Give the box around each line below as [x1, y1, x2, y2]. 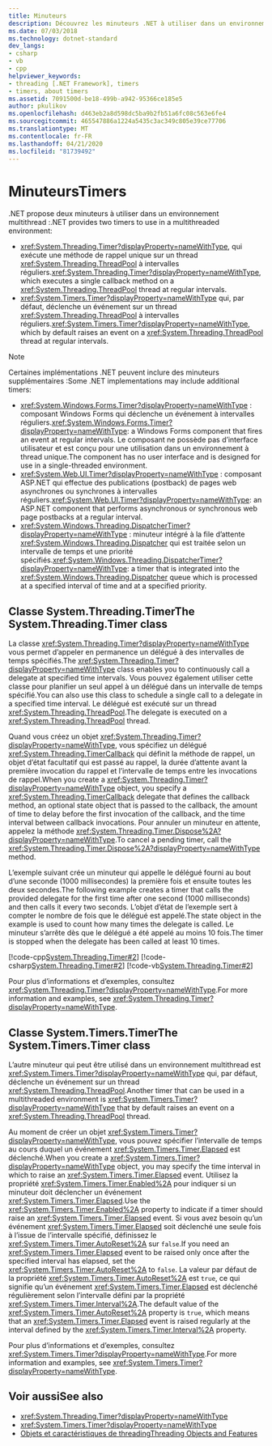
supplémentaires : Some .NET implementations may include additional [8, 376, 240, 386]
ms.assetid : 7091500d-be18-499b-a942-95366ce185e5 [8, 95, 183, 103]
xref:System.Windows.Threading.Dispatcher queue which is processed [19, 572, 257, 583]
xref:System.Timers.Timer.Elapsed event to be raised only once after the [8, 1247, 249, 1257]
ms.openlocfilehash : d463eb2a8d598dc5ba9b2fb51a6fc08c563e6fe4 [8, 110, 227, 118]
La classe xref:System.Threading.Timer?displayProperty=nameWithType [8, 638, 249, 648]
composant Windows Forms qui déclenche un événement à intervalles [19, 409, 255, 419]
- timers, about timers [8, 87, 89, 95]
